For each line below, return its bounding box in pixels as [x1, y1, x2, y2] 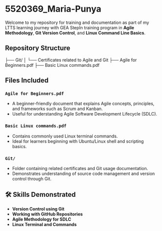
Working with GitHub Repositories [12, 211, 83, 217]
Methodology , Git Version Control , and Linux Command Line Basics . [5, 30, 145, 36]
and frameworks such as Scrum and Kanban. [12, 106, 103, 112]
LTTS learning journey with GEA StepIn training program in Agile [5, 24, 134, 30]
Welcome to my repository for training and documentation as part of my [5, 19, 149, 25]
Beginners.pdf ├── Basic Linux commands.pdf [5, 62, 100, 68]
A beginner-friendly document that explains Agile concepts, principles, [12, 101, 155, 107]
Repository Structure [5, 44, 71, 52]
